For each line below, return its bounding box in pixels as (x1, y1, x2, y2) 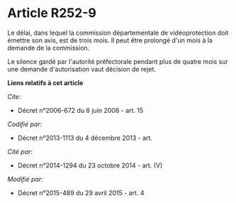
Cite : (7, 92, 21, 101)
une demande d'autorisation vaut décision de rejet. (7, 65, 156, 73)
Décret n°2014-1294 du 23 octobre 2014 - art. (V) (17, 161, 163, 170)
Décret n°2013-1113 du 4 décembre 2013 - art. (17, 133, 152, 142)
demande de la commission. (7, 43, 90, 52)
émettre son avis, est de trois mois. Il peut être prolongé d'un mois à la (7, 35, 213, 44)
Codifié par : (7, 119, 43, 128)
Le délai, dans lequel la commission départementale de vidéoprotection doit (7, 28, 229, 37)
